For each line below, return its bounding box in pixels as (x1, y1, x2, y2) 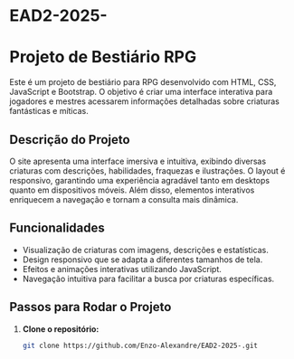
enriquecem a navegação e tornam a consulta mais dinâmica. (9, 194, 239, 204)
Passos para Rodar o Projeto (9, 299, 172, 315)
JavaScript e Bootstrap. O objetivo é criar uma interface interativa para (9, 87, 273, 98)
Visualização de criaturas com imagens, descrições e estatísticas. (22, 244, 269, 255)
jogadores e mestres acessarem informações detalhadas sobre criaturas (9, 96, 280, 107)
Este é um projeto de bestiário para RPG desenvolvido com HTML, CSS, (9, 77, 277, 88)
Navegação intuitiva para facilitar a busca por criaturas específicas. (22, 273, 275, 284)
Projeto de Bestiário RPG (9, 47, 197, 68)
